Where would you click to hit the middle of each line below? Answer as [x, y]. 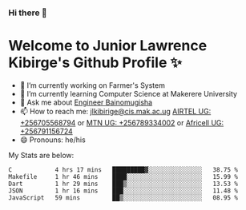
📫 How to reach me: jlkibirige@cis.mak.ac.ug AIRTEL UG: [115, 111]
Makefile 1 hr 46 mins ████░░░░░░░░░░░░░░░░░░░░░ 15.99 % [123, 176]
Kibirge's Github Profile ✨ [95, 63]
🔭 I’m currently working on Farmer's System [93, 85]
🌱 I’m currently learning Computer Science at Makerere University [129, 93]
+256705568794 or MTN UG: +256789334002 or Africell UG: [122, 122]
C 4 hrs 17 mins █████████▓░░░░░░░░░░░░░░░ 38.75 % [123, 170]
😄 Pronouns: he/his [52, 140]
